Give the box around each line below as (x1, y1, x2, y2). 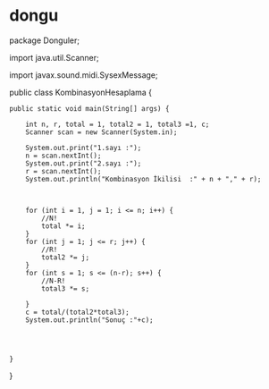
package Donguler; (9, 35, 80, 46)
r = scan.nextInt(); (25, 166, 102, 175)
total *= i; (41, 221, 87, 231)
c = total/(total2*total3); (25, 308, 130, 317)
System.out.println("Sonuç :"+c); (25, 315, 154, 325)
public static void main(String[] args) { (9, 104, 170, 113)
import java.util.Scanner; (9, 52, 100, 63)
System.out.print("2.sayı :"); (25, 158, 142, 168)
